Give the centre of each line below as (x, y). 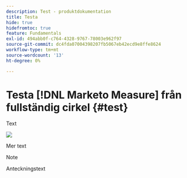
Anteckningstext (26, 169)
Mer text (16, 146)
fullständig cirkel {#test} (67, 107)
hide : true (19, 22)
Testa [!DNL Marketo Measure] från (94, 95)
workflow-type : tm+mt (33, 50)
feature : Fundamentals (34, 33)
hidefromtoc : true (28, 28)
